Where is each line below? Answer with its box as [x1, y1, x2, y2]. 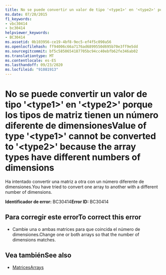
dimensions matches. [12, 236, 56, 243]
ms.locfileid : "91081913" [5, 67, 58, 72]
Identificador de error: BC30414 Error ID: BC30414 [5, 199, 109, 205]
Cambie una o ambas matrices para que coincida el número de [12, 226, 140, 232]
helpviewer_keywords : [5, 30, 50, 35]
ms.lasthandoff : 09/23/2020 [5, 62, 63, 67]
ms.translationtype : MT [5, 53, 54, 58]
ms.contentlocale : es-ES [5, 58, 56, 63]
